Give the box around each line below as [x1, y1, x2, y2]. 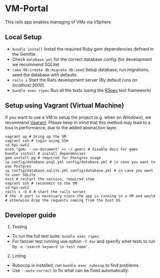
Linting [12, 253, 26, 259]
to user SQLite [5, 172, 36, 177]
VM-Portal [5, 3, 49, 14]
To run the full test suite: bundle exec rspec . [12, 233, 101, 239]
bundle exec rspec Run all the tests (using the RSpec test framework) [12, 87, 151, 93]
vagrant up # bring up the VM [5, 134, 67, 139]
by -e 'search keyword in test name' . [12, 243, 90, 249]
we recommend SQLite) [12, 61, 60, 67]
